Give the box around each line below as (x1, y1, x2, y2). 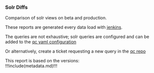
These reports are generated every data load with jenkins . (5, 24, 123, 30)
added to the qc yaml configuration (5, 39, 77, 45)
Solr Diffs (5, 4, 28, 11)
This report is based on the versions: (5, 58, 80, 64)
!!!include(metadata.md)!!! (5, 63, 58, 69)
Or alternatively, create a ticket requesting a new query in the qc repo (5, 48, 146, 55)
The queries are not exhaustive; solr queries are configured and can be (5, 34, 150, 40)
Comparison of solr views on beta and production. (5, 15, 107, 21)
